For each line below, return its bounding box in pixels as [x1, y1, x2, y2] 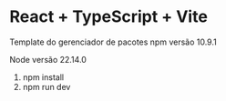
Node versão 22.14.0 [9, 54, 87, 65]
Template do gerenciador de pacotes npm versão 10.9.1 [9, 36, 217, 47]
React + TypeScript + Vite [9, 6, 208, 27]
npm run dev [22, 81, 71, 92]
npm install [22, 71, 65, 83]
